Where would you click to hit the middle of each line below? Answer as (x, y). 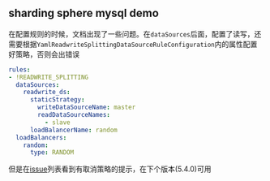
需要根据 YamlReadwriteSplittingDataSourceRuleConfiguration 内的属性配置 (133, 44)
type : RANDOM (52, 153)
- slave (57, 122)
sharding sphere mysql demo (84, 13)
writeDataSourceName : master (87, 108)
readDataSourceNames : (74, 115)
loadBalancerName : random (73, 130)
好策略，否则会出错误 (44, 54)
